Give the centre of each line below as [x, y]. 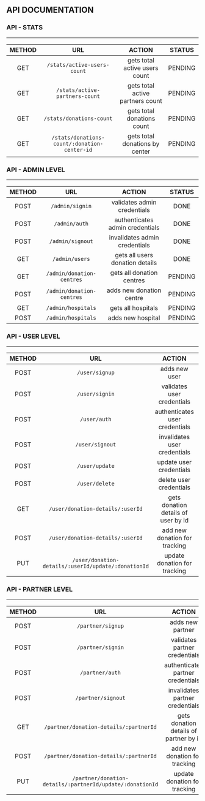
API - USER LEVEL [33, 336]
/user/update [96, 466]
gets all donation [134, 273]
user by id [174, 521]
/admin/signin [71, 206]
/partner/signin [100, 647]
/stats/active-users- [78, 65]
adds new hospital [134, 318]
